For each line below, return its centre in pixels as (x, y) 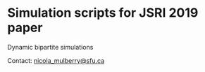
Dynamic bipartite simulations (50, 47)
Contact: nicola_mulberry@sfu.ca (56, 60)
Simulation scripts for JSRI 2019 (103, 13)
